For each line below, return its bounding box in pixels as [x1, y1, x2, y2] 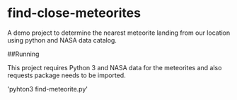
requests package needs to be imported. [7, 71, 126, 79]
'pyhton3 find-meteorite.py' [7, 84, 88, 93]
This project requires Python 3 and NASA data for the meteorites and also [7, 63, 222, 72]
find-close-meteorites [7, 5, 141, 21]
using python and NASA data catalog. [7, 35, 117, 44]
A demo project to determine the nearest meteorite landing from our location [7, 28, 231, 37]
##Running [7, 50, 40, 58]
